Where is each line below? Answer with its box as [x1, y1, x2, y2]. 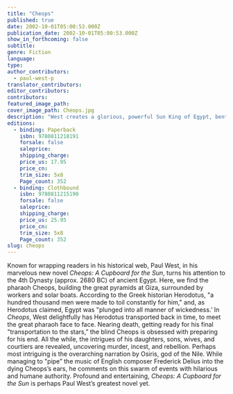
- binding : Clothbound [13, 185, 79, 191]
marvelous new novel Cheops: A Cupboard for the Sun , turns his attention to [7, 268, 226, 277]
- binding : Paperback [13, 126, 76, 133]
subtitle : [7, 42, 36, 49]
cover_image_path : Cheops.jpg [7, 107, 95, 114]
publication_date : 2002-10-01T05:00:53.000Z [7, 29, 138, 37]
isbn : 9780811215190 [19, 191, 79, 198]
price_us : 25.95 [19, 216, 67, 223]
